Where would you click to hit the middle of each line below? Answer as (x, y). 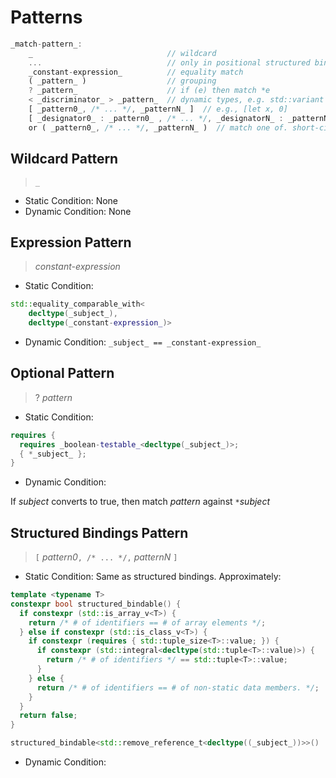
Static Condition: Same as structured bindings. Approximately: (153, 577)
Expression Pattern (71, 242)
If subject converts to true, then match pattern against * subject (140, 502)
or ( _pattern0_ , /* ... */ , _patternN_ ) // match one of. (158, 127)
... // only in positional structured (169, 62)
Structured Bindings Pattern (99, 532)
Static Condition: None (71, 200)
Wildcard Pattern (64, 159)
